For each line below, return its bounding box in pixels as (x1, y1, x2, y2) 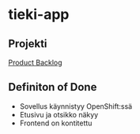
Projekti (8, 37, 47, 50)
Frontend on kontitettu (19, 118, 93, 128)
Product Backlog (8, 58, 62, 67)
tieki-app (8, 6, 70, 24)
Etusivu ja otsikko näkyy (19, 110, 99, 119)
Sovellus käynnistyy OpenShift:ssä (19, 101, 133, 111)
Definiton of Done (8, 80, 97, 94)
